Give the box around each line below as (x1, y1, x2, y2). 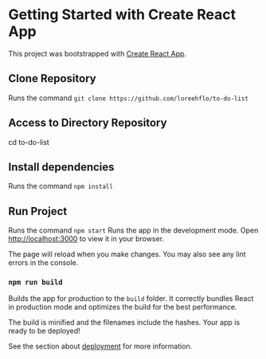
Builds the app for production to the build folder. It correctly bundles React (8, 294, 254, 303)
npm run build (8, 278, 63, 287)
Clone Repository (8, 72, 97, 85)
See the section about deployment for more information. (8, 341, 193, 351)
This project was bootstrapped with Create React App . (8, 49, 187, 58)
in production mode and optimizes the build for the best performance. (8, 302, 237, 312)
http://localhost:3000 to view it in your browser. (8, 234, 165, 244)
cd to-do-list (8, 137, 49, 146)
